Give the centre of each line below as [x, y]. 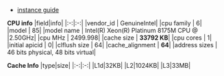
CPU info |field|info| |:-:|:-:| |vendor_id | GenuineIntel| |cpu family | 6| [104, 23]
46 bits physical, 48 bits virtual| [51, 52]
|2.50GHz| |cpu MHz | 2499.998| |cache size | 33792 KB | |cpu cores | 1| [110, 38]
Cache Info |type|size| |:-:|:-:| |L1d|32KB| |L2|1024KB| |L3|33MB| [99, 65]
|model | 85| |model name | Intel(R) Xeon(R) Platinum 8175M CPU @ [103, 30]
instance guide [38, 10]
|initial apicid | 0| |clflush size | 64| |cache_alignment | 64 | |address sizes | [112, 45]
